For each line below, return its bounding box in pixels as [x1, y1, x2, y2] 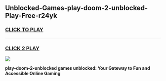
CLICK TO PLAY [5, 27, 43, 33]
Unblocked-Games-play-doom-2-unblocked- [5, 4, 148, 12]
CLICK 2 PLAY [5, 45, 40, 52]
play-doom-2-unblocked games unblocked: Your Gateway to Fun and [5, 65, 150, 71]
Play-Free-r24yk [5, 12, 58, 20]
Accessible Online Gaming [5, 70, 61, 76]
